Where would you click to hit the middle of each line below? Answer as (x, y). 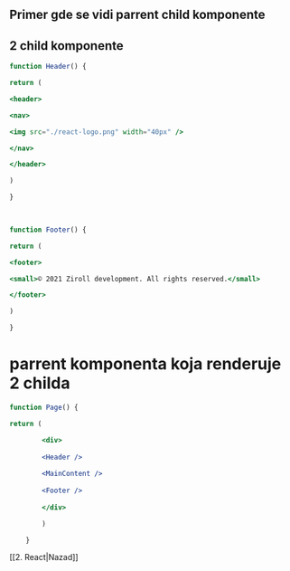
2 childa (40, 383)
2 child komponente (66, 46)
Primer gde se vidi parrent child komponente (137, 15)
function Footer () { (48, 230)
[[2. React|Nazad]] (44, 557)
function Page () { (44, 408)
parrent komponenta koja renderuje (145, 364)
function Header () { (48, 67)
